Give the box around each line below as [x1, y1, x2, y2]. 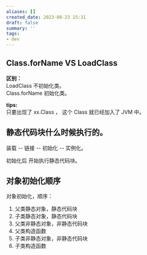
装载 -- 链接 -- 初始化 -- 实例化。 [6, 144, 87, 151]
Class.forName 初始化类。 [6, 90, 70, 97]
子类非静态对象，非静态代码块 [14, 235, 88, 242]
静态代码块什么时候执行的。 [6, 128, 108, 138]
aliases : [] [6, 8, 36, 15]
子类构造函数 [14, 243, 46, 250]
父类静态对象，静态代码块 [14, 205, 78, 212]
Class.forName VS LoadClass [6, 58, 118, 68]
